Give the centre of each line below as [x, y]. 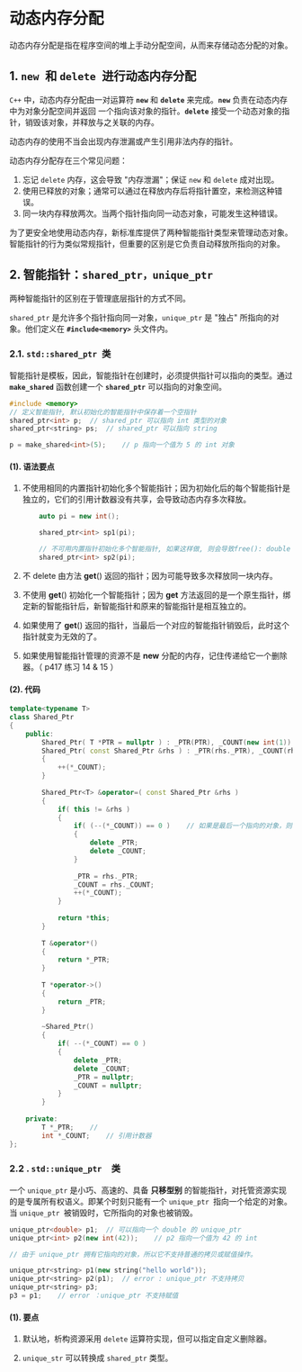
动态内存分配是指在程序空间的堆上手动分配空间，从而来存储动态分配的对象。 [151, 45]
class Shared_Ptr [42, 718]
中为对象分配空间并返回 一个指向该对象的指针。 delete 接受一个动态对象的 [146, 111]
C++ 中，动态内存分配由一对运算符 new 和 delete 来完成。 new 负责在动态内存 [149, 99]
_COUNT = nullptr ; [108, 1086]
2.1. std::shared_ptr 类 [60, 354]
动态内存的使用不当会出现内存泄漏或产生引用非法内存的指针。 [124, 141]
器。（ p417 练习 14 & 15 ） [70, 666]
